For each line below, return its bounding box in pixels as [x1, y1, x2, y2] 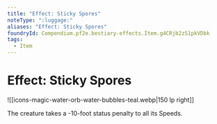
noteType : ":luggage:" [7, 17, 73, 24]
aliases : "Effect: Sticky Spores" [7, 23, 108, 30]
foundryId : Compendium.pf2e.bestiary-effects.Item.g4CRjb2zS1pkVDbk [7, 29, 210, 37]
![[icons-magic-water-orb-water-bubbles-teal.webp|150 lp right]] [7, 95, 195, 104]
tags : [7, 36, 23, 43]
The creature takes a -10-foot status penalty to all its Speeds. [7, 109, 183, 117]
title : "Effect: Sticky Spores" [7, 10, 101, 17]
